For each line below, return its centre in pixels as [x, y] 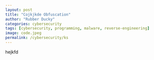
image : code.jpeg [23, 33]
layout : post [19, 10]
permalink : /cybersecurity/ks [37, 38]
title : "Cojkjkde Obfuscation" [38, 14]
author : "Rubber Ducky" [30, 19]
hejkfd [12, 52]
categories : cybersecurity [33, 24]
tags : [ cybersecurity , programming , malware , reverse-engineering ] [78, 28]
